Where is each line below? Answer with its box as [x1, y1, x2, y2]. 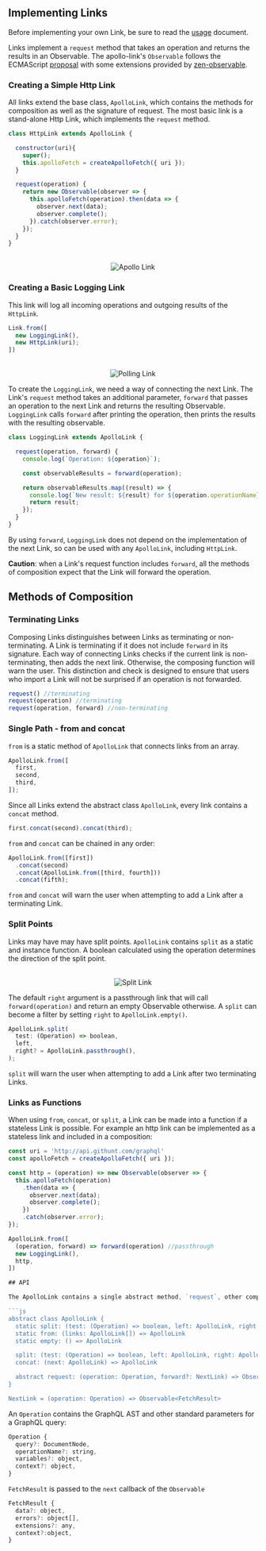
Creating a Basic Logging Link [8, 282, 125, 293]
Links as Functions [8, 1097, 82, 1108]
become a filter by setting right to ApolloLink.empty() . [8, 1010, 188, 1019]
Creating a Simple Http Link [8, 79, 116, 90]
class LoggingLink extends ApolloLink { [8, 433, 144, 441]
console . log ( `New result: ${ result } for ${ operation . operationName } [28, 491, 260, 499]
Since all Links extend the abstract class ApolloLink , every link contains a [8, 800, 248, 810]
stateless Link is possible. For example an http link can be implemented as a [8, 1123, 256, 1133]
